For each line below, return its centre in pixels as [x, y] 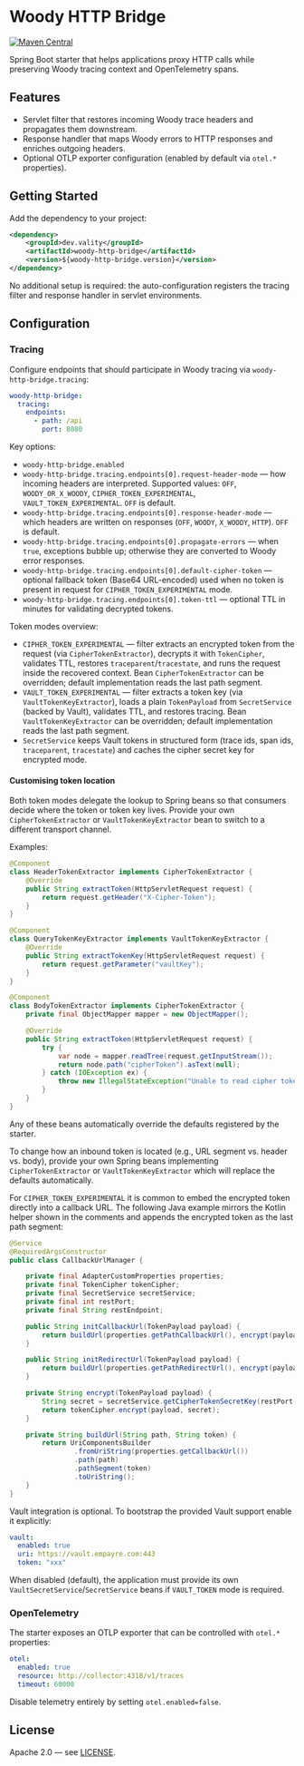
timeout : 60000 [46, 1684]
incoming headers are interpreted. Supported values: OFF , [129, 483]
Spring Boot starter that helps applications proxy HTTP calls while [132, 59]
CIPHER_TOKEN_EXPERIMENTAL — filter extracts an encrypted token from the [158, 644]
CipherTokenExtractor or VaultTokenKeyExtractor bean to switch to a [137, 820]
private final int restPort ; [81, 1302]
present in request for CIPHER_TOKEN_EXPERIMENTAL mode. [128, 590]
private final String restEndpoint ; [95, 1310]
